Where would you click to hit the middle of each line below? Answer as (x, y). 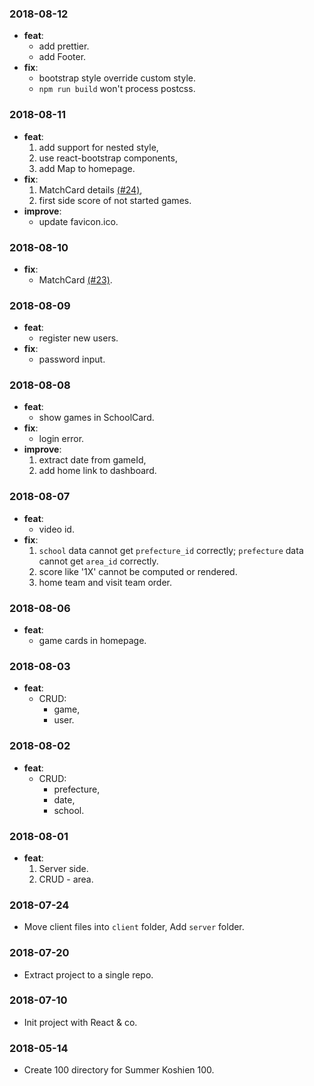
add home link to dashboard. (97, 471)
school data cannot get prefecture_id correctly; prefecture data (171, 550)
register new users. (78, 338)
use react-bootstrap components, (108, 158)
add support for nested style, (98, 147)
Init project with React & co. (80, 1022)
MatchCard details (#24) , (90, 189)
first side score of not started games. (115, 200)
